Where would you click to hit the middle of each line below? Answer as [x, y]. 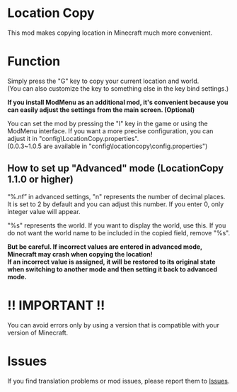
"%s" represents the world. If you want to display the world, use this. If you [117, 225]
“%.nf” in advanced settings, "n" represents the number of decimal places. [116, 196]
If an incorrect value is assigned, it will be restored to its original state [111, 262]
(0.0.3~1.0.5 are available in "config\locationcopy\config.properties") [108, 146]
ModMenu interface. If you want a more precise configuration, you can [110, 131]
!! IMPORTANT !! [56, 305]
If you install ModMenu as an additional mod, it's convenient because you [118, 102]
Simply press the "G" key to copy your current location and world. [103, 81]
